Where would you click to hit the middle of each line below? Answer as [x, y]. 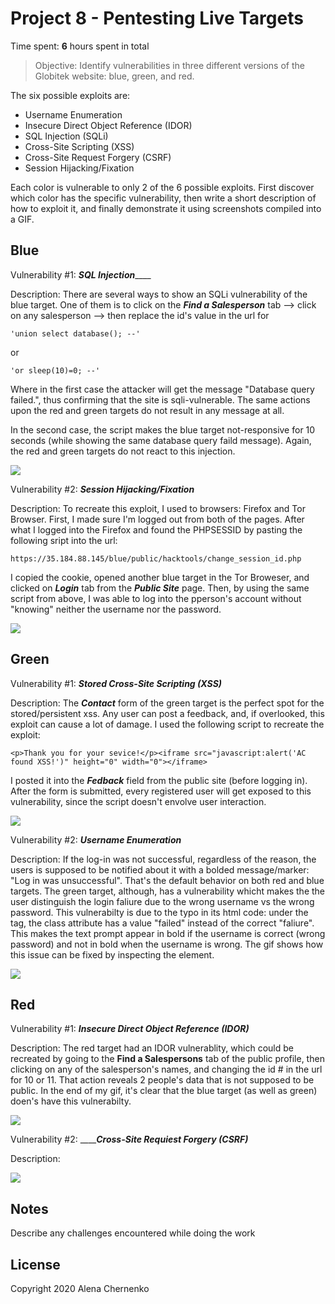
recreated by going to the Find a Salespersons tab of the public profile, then [167, 1059]
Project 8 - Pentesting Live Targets [157, 18]
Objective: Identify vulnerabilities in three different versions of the [169, 65]
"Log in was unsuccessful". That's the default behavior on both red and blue [167, 880]
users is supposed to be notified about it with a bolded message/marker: [160, 869]
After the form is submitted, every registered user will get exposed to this [161, 791]
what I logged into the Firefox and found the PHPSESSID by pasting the [156, 529]
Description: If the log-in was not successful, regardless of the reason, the [163, 859]
